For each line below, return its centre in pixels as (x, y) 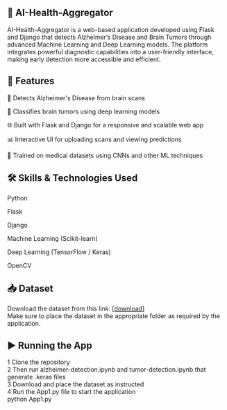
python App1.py (30, 399)
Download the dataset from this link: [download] (76, 309)
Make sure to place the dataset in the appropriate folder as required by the (114, 316)
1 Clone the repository (39, 362)
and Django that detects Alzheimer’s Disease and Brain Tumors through (109, 37)
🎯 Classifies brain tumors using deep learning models (84, 111)
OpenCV (19, 266)
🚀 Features (31, 81)
